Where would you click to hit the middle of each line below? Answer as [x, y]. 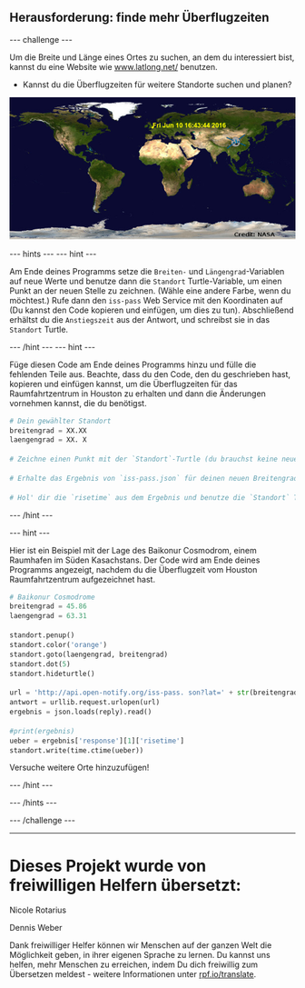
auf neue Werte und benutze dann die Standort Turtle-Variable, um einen [146, 281]
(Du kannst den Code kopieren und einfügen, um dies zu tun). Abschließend [152, 310]
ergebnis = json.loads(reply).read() [81, 712]
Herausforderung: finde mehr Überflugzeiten [139, 18]
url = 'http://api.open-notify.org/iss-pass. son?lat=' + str [129, 693]
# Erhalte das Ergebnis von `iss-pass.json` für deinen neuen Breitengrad [154, 478]
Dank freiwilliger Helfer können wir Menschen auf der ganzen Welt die [141, 945]
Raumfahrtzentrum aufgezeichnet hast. [83, 579]
